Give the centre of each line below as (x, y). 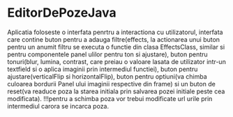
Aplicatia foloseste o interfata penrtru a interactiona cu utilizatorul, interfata (115, 32)
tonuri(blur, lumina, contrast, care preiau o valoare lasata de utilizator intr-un (117, 61)
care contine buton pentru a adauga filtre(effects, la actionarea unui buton (114, 39)
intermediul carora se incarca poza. (58, 106)
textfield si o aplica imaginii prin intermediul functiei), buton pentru (103, 69)
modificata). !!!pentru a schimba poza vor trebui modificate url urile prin (110, 98)
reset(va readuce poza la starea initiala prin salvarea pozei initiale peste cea (116, 91)
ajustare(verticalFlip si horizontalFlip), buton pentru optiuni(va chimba (107, 76)
